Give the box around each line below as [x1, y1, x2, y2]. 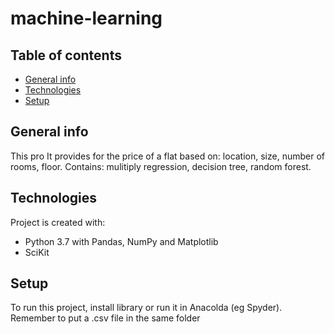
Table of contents [10, 47, 122, 64]
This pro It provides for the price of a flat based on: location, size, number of [10, 150, 326, 162]
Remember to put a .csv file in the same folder [10, 312, 201, 324]
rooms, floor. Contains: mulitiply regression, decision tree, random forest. [10, 160, 312, 172]
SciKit [24, 246, 50, 258]
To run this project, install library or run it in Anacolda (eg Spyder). [10, 302, 283, 314]
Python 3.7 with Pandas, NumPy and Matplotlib [24, 235, 219, 247]
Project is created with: [10, 216, 106, 228]
